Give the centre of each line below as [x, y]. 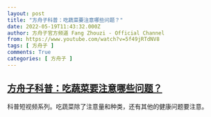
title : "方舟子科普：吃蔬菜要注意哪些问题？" [65, 20]
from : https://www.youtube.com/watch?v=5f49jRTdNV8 [83, 39]
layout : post [26, 13]
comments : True [29, 53]
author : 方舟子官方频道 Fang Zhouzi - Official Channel [86, 33]
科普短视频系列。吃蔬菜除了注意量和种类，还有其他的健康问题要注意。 [108, 106]
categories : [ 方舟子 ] [40, 59]
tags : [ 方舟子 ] [31, 46]
